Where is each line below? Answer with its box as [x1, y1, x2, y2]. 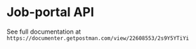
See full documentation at [6, 27, 81, 36]
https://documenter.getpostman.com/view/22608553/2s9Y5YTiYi [6, 34, 190, 42]
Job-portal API [6, 4, 94, 20]
